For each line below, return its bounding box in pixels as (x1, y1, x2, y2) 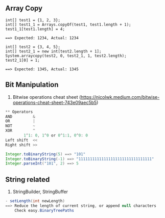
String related (5, 175, 50, 184)
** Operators (5, 109, 33, 114)
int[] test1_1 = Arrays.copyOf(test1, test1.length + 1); (5, 22, 131, 27)
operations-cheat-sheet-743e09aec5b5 (12, 99, 97, 105)
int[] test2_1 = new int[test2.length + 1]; (5, 48, 102, 54)
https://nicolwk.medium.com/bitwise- (81, 94, 160, 100)
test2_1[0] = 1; (5, 58, 40, 63)
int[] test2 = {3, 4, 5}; (5, 44, 60, 49)
